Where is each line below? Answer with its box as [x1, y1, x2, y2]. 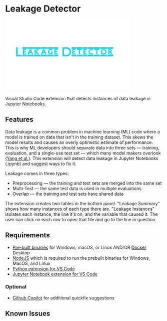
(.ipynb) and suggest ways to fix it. [5, 160, 76, 167]
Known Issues [5, 309, 50, 318]
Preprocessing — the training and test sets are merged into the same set [12, 180, 162, 186]
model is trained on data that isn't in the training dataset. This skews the [5, 134, 153, 140]
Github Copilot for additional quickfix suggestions [12, 294, 115, 301]
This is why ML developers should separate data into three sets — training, [5, 144, 159, 150]
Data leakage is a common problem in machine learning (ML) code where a [5, 128, 160, 134]
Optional [5, 283, 26, 290]
